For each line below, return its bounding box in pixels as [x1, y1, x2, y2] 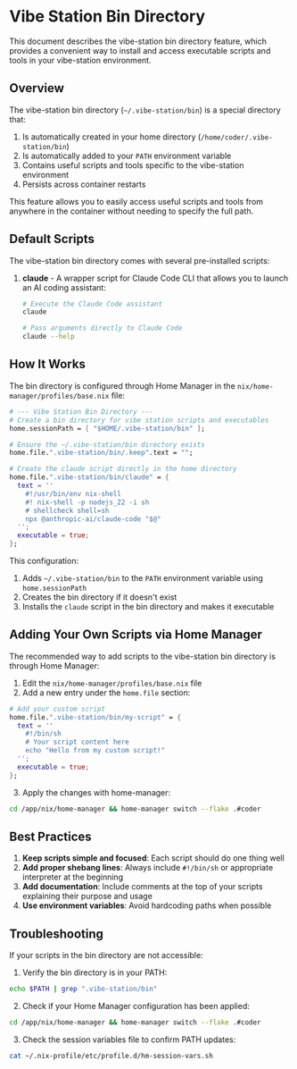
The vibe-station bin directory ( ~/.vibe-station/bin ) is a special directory [9, 105, 281, 115]
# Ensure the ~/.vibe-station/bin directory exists [9, 440, 205, 449]
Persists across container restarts [21, 179, 146, 189]
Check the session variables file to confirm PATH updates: [21, 1034, 236, 1045]
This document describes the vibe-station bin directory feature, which [9, 36, 268, 46]
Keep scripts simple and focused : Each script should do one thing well [21, 853, 285, 863]
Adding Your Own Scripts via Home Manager [9, 627, 263, 643]
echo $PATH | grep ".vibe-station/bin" [9, 985, 158, 994]
